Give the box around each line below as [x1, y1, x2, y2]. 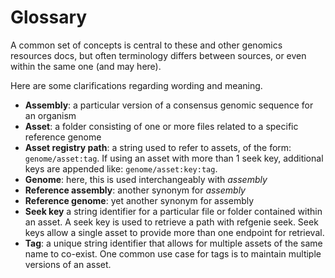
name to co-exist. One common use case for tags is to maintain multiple [24, 247, 322, 260]
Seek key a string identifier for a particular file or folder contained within [24, 205, 323, 217]
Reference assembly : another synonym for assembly [24, 184, 246, 196]
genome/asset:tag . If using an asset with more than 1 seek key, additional [24, 152, 324, 164]
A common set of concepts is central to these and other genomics [10, 39, 283, 51]
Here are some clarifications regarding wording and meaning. [10, 79, 263, 91]
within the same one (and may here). [10, 60, 162, 72]
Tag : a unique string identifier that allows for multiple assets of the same [24, 237, 323, 249]
